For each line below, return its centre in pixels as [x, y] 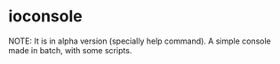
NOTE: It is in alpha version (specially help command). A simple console [140, 41]
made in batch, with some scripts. [70, 50]
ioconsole [45, 16]
